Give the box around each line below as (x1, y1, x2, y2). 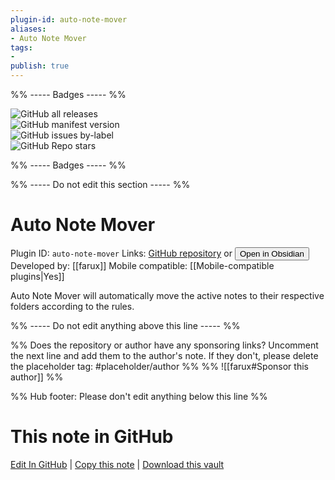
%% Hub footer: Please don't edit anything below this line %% (10, 390, 268, 402)
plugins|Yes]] (10, 270, 65, 282)
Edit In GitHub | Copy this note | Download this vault (10, 458, 225, 470)
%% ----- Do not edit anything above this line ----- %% (10, 319, 241, 331)
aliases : (10, 24, 47, 34)
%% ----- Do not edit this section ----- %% (10, 179, 191, 190)
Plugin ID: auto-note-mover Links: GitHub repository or (10, 247, 233, 259)
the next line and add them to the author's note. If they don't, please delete (10, 349, 319, 361)
